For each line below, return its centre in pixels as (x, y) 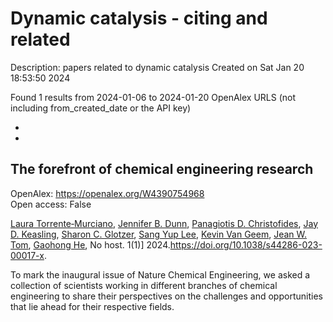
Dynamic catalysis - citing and (139, 18)
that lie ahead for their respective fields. (92, 306)
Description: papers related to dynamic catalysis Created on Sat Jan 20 (157, 67)
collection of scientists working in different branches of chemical (144, 285)
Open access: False (51, 204)
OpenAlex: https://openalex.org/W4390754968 (107, 193)
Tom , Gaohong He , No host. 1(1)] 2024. (90, 244)
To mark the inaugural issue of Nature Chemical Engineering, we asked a (160, 274)
